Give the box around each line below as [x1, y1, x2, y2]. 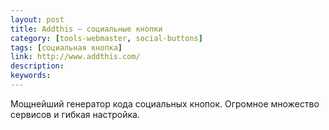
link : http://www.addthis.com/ [10, 52, 141, 62]
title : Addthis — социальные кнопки [10, 24, 163, 34]
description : [10, 61, 65, 71]
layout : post [10, 14, 65, 25]
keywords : [10, 71, 52, 81]
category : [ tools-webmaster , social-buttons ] [10, 33, 203, 43]
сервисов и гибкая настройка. [10, 108, 140, 120]
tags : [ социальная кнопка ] [10, 42, 123, 53]
